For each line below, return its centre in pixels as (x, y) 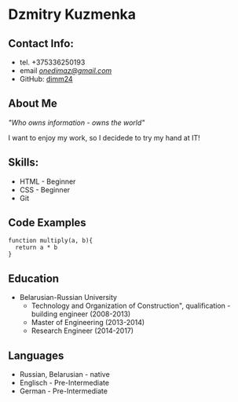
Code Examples (47, 223)
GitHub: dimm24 (46, 79)
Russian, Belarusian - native (64, 375)
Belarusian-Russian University (68, 298)
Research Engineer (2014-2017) (82, 331)
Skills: (24, 163)
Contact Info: (41, 44)
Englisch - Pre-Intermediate (64, 383)
